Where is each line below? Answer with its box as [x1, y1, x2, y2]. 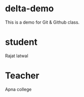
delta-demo [5, 3, 54, 14]
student [5, 36, 38, 48]
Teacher [5, 70, 40, 81]
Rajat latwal [5, 53, 28, 59]
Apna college [5, 86, 32, 92]
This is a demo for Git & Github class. [5, 19, 80, 25]
